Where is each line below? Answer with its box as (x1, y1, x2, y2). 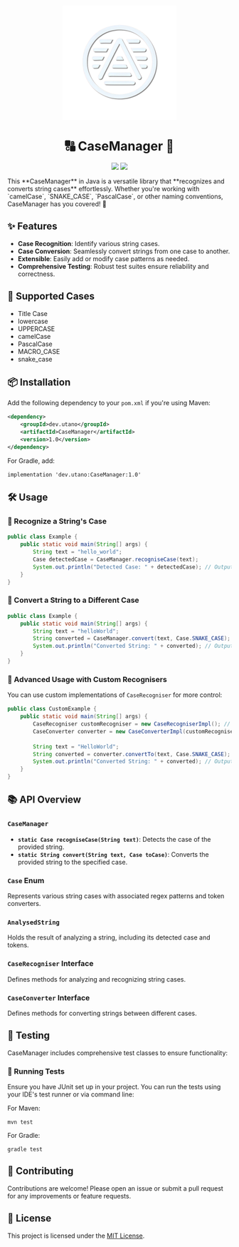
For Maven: (7, 1104, 41, 1113)
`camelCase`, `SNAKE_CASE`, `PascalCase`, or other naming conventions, (7, 192, 223, 200)
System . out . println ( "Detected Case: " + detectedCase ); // (33, 563, 212, 571)
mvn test (7, 1119, 33, 1126)
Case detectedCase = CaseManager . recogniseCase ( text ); (33, 556, 199, 564)
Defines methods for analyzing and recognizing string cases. (7, 974, 186, 983)
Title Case (17, 309, 48, 317)
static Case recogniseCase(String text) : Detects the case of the (17, 835, 211, 843)
